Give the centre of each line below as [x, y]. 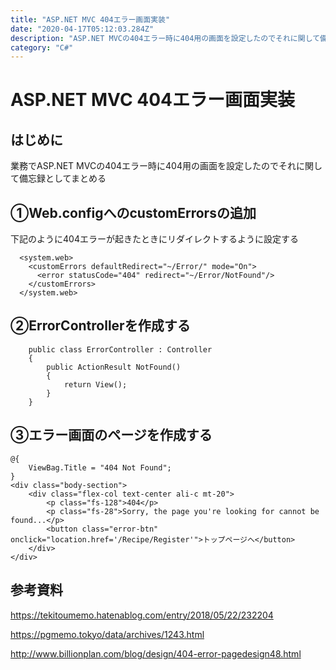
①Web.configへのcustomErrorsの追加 [133, 212]
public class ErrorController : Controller [120, 349]
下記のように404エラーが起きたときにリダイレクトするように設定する [154, 239]
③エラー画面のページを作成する [111, 435]
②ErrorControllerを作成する [100, 326]
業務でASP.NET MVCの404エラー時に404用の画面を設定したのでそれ [153, 166]
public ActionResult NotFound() [114, 367]
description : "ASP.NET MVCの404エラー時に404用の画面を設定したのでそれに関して [165, 38]
